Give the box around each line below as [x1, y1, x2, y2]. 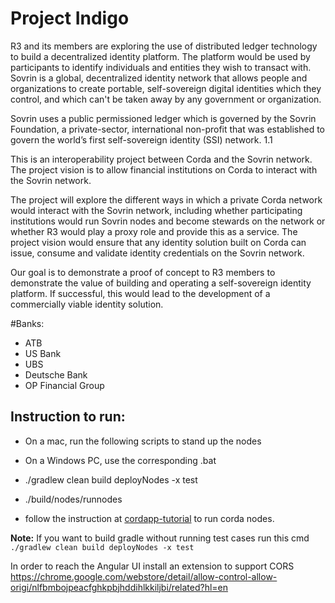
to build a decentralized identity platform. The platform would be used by [10, 50, 311, 62]
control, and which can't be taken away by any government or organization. [10, 93, 322, 105]
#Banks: [10, 317, 45, 329]
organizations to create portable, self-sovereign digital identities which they [10, 82, 322, 94]
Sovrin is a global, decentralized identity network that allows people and [10, 72, 308, 84]
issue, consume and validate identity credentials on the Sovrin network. [10, 247, 305, 259]
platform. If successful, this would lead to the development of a [10, 287, 271, 299]
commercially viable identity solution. [10, 298, 164, 310]
